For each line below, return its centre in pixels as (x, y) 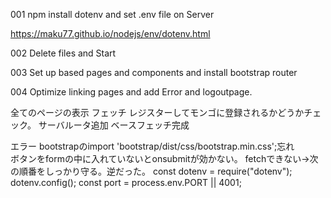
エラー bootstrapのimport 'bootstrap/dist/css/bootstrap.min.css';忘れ (152, 146)
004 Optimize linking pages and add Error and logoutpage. (131, 92)
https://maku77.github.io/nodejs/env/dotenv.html (110, 33)
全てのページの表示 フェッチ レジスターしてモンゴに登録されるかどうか (157, 112)
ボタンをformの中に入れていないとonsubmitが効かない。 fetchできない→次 (164, 158)
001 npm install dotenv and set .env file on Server (112, 14)
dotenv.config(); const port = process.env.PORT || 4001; (126, 182)
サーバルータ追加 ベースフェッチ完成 (114, 125)
